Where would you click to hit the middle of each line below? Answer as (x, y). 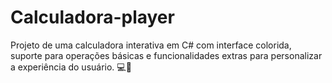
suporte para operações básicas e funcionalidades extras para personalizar (166, 55)
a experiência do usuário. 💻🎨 (71, 67)
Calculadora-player (92, 17)
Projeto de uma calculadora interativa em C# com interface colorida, (151, 45)
